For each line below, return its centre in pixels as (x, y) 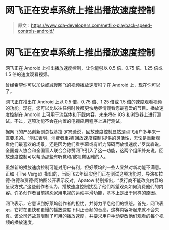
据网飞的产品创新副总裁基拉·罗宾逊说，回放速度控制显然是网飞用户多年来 (81, 131)
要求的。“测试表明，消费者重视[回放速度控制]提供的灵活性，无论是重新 (82, 138)
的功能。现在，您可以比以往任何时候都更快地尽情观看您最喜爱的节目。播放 (82, 108)
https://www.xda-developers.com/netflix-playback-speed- (92, 25)
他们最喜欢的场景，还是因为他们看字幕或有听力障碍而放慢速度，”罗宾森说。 (87, 144)
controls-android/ (36, 31)
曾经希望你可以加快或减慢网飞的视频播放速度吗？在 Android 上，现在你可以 (83, 85)
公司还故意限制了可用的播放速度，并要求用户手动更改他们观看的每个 (89, 216)
